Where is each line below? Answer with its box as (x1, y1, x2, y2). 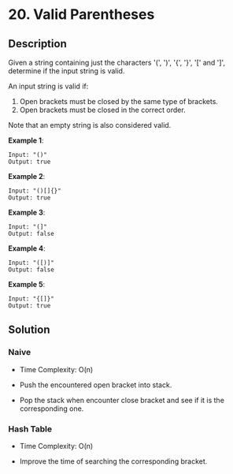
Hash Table (8, 424, 53, 435)
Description (8, 37, 67, 50)
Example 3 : (8, 207, 46, 217)
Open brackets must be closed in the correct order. (19, 105, 187, 114)
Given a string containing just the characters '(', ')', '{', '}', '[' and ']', (8, 58, 226, 67)
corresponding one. (19, 404, 84, 413)
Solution (8, 323, 50, 337)
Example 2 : (8, 172, 46, 181)
